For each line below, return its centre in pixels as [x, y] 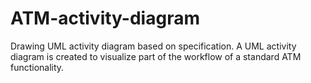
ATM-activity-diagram [105, 18]
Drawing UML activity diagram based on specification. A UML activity [153, 46]
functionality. [37, 67]
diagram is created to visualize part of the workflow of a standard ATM [156, 56]
